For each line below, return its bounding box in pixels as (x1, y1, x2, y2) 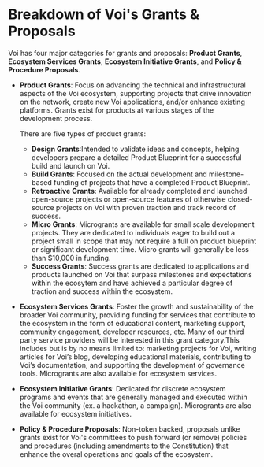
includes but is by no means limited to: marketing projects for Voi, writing (19, 343, 257, 353)
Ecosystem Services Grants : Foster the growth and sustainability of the (19, 302, 254, 311)
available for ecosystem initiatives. (19, 409, 132, 418)
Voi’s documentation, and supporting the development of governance (19, 360, 246, 369)
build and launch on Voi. (31, 161, 110, 170)
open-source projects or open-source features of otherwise (31, 195, 226, 204)
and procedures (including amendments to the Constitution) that (19, 441, 229, 450)
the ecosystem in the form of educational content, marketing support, (19, 318, 246, 328)
